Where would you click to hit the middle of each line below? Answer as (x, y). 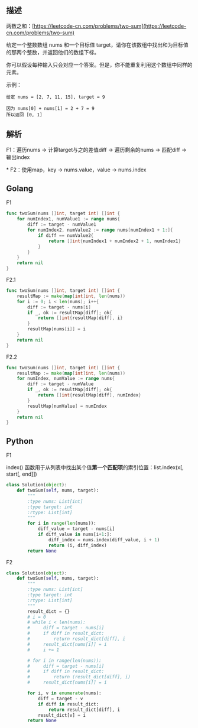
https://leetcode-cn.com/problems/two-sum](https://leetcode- (110, 26)
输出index (18, 157)
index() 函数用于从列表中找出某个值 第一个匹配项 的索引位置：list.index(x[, (95, 467)
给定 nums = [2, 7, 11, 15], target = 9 (56, 97)
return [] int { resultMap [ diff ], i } (80, 318)
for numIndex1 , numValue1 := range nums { (68, 219)
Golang (20, 189)
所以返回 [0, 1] (24, 115)
